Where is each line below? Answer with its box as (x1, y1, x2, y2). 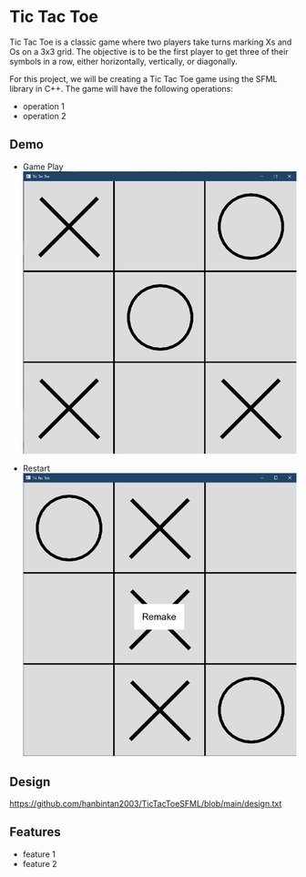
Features (9, 824, 61, 840)
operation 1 (22, 100, 66, 111)
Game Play (22, 161, 64, 172)
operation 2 (22, 110, 66, 121)
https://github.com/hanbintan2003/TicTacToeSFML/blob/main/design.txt (9, 799, 282, 809)
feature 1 (22, 849, 56, 860)
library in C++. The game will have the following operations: (9, 83, 234, 94)
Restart (22, 463, 50, 474)
